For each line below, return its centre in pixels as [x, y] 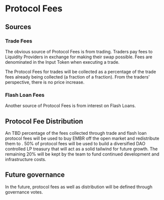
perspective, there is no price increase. [45, 82]
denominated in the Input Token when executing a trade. [62, 62]
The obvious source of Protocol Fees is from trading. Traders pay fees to [79, 51]
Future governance [35, 175]
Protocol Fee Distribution [44, 121]
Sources [18, 27]
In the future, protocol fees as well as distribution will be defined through [79, 187]
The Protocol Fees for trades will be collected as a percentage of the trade [81, 72]
